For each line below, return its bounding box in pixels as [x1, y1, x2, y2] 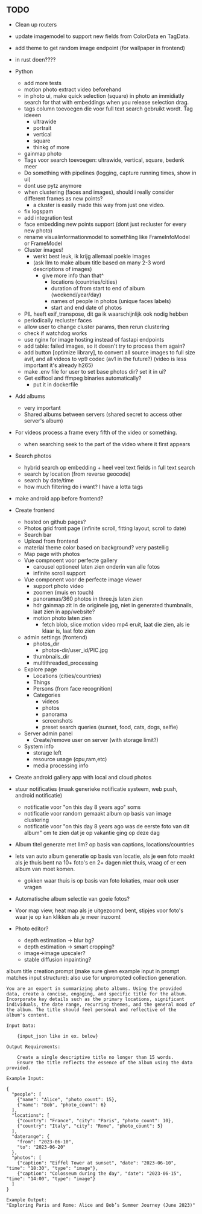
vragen [24, 883, 42, 890]
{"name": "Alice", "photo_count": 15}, [17, 1096, 118, 1102]
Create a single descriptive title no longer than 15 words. [17, 1054, 174, 1060]
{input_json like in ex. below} [17, 1033, 98, 1039]
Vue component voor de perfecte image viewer [24, 576, 142, 583]
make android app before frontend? [14, 494, 104, 502]
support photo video [33, 582, 84, 589]
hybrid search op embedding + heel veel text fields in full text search [24, 464, 195, 471]
